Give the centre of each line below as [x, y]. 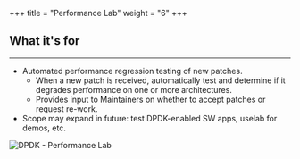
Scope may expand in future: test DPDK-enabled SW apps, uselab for [150, 118]
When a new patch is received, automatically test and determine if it [160, 80]
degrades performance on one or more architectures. [133, 89]
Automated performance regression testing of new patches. [132, 71]
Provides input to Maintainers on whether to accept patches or [150, 99]
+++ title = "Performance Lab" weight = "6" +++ [98, 13]
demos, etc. [44, 128]
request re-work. [67, 109]
